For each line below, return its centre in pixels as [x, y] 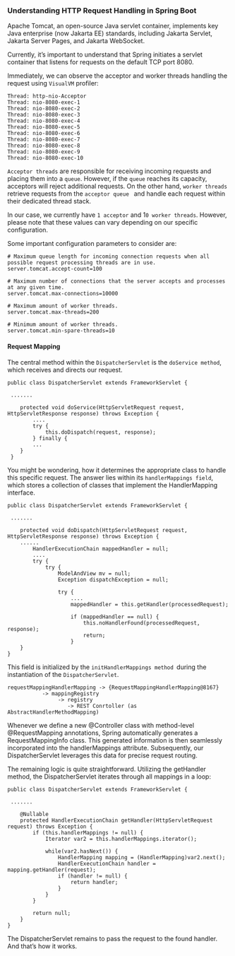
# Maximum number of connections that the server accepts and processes [116, 281]
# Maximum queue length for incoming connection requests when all [109, 256]
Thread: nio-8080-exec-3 [44, 115]
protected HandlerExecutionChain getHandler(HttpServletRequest [116, 820]
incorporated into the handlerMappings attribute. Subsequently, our [106, 748]
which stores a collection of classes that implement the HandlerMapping [113, 485]
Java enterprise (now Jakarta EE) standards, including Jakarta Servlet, [110, 33]
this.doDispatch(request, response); [101, 432]
